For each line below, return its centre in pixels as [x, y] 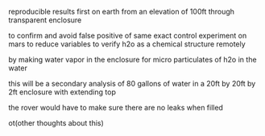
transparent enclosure [45, 20]
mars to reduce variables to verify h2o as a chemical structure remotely [127, 44]
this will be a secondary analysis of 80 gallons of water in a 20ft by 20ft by [132, 84]
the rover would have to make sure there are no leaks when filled [116, 108]
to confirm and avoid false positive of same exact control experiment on [128, 36]
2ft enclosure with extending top [62, 92]
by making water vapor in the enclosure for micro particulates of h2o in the [132, 60]
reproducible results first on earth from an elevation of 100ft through [122, 12]
